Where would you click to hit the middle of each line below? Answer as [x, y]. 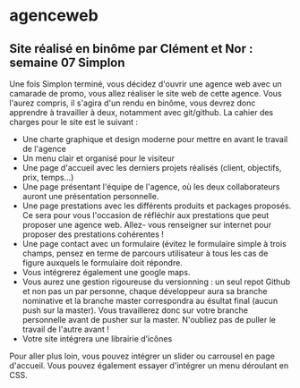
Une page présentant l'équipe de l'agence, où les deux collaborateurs [151, 187]
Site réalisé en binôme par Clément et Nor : [131, 49]
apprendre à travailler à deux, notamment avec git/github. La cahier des [141, 112]
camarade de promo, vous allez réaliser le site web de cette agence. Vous [146, 93]
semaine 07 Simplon [67, 62]
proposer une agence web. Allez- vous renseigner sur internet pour [146, 225]
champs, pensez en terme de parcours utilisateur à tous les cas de [145, 253]
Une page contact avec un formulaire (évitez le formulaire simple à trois [154, 244]
